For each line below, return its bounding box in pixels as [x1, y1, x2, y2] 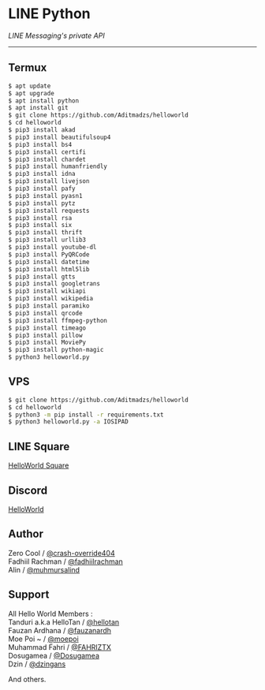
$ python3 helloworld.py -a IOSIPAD [8, 418, 129, 426]
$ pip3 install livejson [8, 177, 90, 185]
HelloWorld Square [8, 461, 69, 470]
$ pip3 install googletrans [8, 280, 101, 288]
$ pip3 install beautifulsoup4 [8, 133, 111, 141]
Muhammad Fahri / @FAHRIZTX [8, 642, 112, 651]
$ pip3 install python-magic [8, 346, 104, 354]
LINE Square [8, 439, 70, 453]
